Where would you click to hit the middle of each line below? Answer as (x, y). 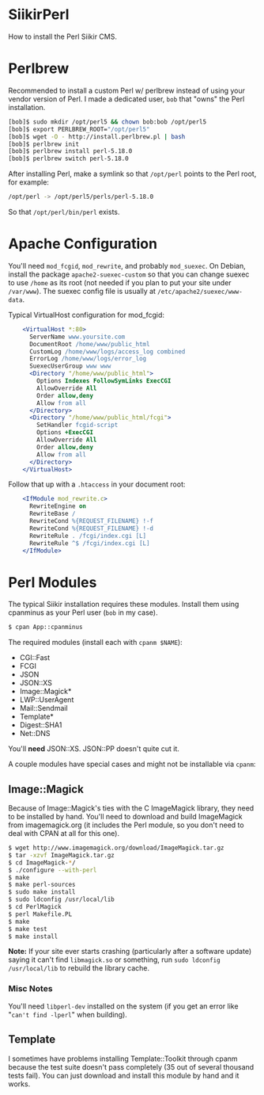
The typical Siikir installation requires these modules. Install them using (124, 605)
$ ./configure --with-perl (53, 870)
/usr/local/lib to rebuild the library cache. (79, 968)
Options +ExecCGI (65, 433)
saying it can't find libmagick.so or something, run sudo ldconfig (114, 960)
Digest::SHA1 (41, 725)
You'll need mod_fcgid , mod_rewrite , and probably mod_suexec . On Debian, (127, 265)
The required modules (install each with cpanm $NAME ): (96, 643)
